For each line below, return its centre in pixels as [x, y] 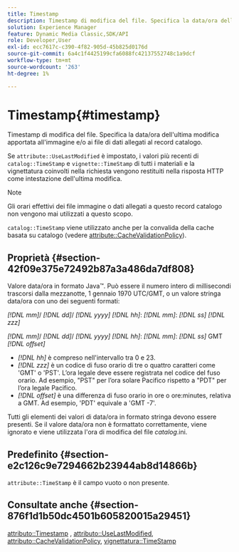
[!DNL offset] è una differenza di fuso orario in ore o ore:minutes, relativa [124, 395]
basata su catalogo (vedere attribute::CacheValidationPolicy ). [97, 235]
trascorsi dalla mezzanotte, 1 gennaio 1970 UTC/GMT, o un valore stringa [114, 293]
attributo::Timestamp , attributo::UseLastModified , [81, 533]
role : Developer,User [39, 41]
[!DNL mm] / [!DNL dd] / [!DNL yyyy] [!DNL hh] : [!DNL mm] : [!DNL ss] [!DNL [116, 315]
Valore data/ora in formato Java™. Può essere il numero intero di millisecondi [119, 286]
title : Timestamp [33, 14]
